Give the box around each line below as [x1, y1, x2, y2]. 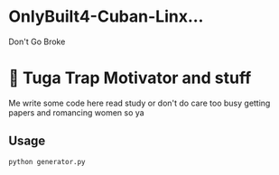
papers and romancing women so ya [8, 106, 145, 118]
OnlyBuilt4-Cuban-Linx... [8, 6, 204, 27]
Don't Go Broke [8, 36, 66, 47]
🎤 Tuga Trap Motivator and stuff [8, 68, 252, 88]
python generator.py [8, 157, 87, 166]
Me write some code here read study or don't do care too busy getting [8, 97, 271, 108]
